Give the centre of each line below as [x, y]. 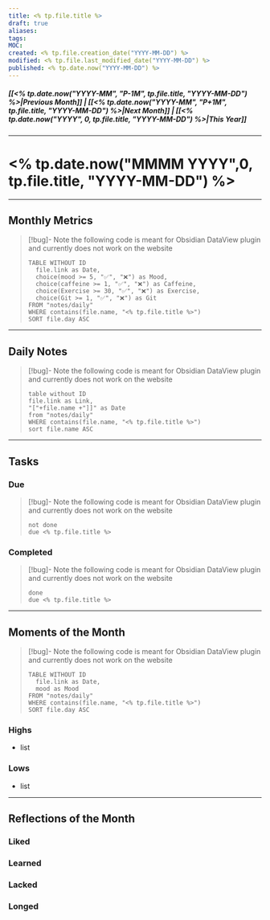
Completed [31, 552]
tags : [17, 38]
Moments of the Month [67, 632]
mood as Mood [57, 689]
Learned [25, 863]
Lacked [23, 885]
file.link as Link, [61, 401]
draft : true [28, 23]
